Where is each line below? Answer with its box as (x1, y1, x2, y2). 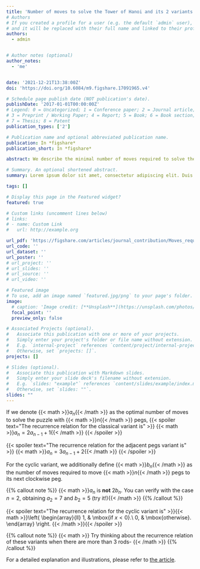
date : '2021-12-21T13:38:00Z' (6, 79, 82, 85)
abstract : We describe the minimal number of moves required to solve (6, 156, 185, 162)
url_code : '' (6, 243, 39, 249)
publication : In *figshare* (6, 140, 76, 146)
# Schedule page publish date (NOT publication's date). (6, 96, 151, 102)
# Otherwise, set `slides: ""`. (6, 386, 92, 392)
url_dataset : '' (6, 249, 46, 255)
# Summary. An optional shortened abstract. (6, 167, 118, 173)
